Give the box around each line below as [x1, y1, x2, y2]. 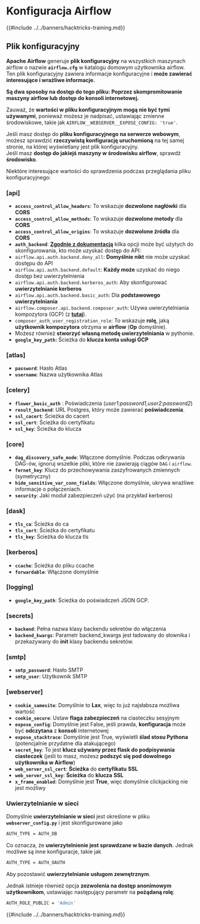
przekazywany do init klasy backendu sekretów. [14, 638, 134, 645]
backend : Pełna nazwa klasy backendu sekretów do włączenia [14, 625, 166, 633]
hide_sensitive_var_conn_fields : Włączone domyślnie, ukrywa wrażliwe [14, 479, 194, 486]
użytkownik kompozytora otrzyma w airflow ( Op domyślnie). [14, 324, 167, 331]
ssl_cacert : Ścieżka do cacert [14, 412, 90, 419]
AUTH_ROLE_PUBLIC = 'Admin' [6, 900, 76, 906]
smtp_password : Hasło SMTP [14, 666, 84, 674]
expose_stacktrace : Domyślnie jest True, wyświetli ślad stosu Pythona [14, 733, 189, 741]
